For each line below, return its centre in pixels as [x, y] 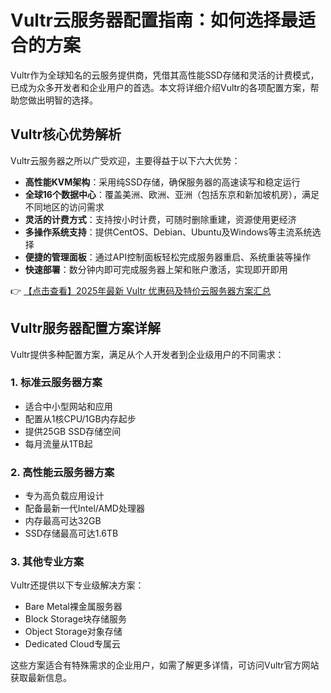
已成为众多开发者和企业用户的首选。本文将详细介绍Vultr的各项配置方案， [160, 87]
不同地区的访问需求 [64, 207]
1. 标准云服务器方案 [56, 383]
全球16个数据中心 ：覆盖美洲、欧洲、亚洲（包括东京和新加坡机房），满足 [172, 194]
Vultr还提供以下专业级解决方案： [77, 585]
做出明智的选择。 [62, 100]
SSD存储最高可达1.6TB [71, 533]
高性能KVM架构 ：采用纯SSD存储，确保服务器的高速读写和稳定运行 [162, 182]
